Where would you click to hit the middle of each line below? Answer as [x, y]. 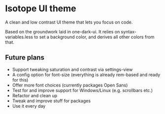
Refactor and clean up [35, 95]
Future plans [25, 58]
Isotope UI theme [41, 9]
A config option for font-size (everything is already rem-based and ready [86, 75]
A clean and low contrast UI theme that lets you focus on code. [69, 22]
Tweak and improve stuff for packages [51, 101]
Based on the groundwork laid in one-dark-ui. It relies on [63, 31]
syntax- [129, 31]
